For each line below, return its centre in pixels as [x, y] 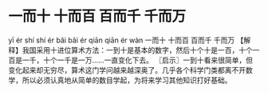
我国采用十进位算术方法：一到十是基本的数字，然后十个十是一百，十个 [137, 50]
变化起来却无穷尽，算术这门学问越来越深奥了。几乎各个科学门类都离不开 [127, 70]
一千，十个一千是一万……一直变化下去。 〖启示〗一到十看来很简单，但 [138, 60]
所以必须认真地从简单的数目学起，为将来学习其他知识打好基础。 [127, 80]
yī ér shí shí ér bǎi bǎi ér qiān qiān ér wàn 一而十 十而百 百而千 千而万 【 [126, 40]
